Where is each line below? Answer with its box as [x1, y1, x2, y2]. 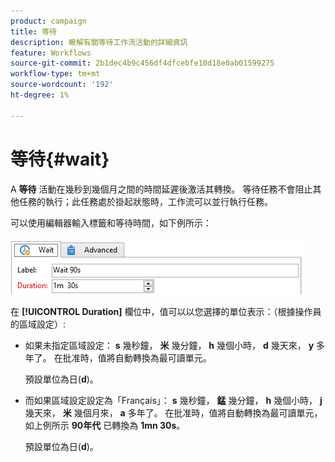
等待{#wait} [10, 148, 110, 170]
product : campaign [10, 16, 87, 26]
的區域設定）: [10, 318, 67, 330]
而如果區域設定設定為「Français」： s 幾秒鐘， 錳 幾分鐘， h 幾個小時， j [24, 394, 323, 406]
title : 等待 [10, 26, 57, 37]
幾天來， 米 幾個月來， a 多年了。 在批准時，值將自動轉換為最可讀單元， [24, 406, 323, 419]
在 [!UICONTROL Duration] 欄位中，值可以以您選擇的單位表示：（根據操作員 [10, 305, 322, 317]
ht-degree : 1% [10, 90, 70, 100]
